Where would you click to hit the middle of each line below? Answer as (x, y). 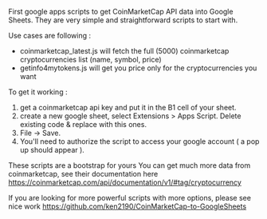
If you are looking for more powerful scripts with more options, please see (130, 198)
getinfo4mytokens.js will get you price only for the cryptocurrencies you (138, 68)
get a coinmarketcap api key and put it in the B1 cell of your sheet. (128, 108)
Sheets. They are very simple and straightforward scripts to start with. (123, 20)
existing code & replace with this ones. (83, 124)
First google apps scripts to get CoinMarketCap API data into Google (121, 12)
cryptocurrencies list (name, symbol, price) (90, 60)
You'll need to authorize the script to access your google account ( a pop (139, 141)
